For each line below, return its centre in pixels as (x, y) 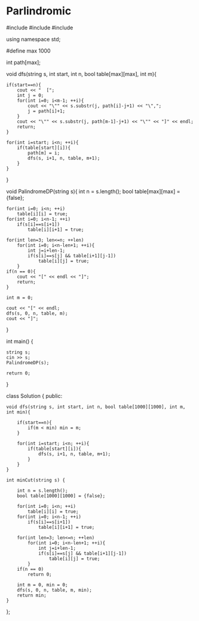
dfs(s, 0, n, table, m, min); (55, 590)
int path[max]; (23, 62)
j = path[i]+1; (47, 111)
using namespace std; (33, 39)
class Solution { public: (34, 395)
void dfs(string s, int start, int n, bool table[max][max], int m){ (82, 74)
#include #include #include (40, 28)
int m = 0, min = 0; (42, 585)
